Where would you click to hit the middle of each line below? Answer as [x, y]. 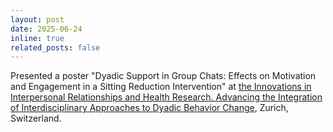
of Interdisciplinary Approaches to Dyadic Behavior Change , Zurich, [149, 108]
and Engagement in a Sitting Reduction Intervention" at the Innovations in [161, 87]
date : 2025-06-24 [46, 29]
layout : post [37, 19]
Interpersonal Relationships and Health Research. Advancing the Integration [166, 97]
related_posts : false [55, 47]
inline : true [37, 38]
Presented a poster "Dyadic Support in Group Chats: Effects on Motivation [163, 76]
